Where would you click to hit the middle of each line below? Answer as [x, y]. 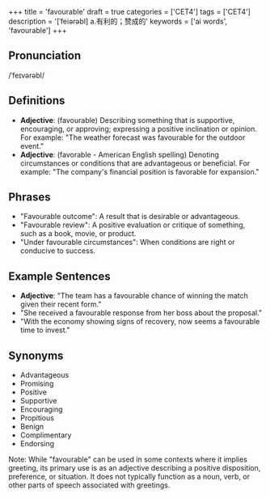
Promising [37, 384]
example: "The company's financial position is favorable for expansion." [140, 171]
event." [32, 146]
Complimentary [46, 435]
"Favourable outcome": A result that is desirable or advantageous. [130, 217]
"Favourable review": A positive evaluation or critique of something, [133, 225]
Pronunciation [45, 56]
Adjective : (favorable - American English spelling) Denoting [120, 154]
